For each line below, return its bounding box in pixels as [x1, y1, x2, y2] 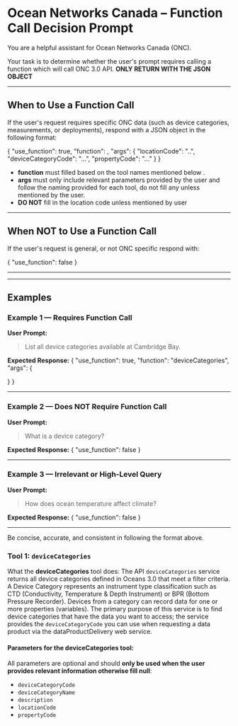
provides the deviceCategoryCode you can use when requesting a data [7, 620, 211, 628]
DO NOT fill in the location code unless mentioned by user [17, 198, 188, 207]
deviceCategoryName [17, 689, 76, 696]
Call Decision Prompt [7, 20, 133, 36]
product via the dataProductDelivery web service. [7, 628, 152, 636]
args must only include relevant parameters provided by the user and [17, 175, 220, 184]
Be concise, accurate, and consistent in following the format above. [7, 533, 204, 542]
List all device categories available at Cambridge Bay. [24, 342, 181, 351]
